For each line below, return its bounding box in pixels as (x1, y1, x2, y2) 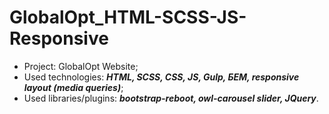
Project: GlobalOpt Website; (23, 60, 139, 72)
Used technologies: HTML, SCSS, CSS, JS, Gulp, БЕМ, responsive (23, 71, 300, 83)
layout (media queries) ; (23, 81, 124, 93)
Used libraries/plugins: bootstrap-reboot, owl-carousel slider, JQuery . (23, 92, 319, 104)
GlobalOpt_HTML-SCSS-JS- (9, 6, 247, 29)
